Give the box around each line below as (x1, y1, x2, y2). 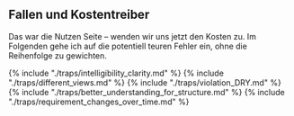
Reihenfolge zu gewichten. (8, 49, 107, 61)
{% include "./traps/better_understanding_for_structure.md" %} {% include (8, 86, 285, 97)
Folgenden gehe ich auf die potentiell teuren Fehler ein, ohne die (8, 40, 248, 51)
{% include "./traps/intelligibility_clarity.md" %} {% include (8, 67, 224, 78)
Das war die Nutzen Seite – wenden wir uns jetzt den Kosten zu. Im (8, 31, 257, 41)
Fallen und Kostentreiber (8, 7, 150, 22)
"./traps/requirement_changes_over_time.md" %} (8, 96, 190, 107)
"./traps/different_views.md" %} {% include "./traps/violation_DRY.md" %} (8, 76, 282, 88)
